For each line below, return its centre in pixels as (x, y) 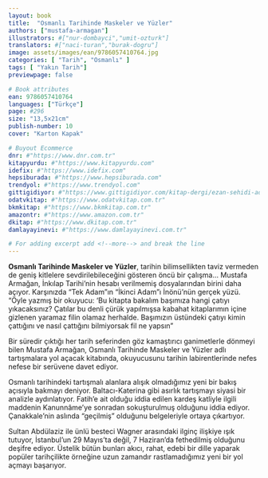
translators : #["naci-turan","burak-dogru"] (83, 45)
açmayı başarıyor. (37, 465)
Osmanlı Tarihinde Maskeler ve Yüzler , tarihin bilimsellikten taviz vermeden (134, 267)
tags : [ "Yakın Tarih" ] (48, 68)
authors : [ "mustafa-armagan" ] (59, 30)
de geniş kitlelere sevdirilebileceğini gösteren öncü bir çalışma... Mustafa (128, 275)
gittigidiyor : (32, 193)
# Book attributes (39, 89)
